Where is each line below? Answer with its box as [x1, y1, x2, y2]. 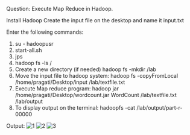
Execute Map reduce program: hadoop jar [14, 85, 119, 92]
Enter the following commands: [6, 28, 84, 36]
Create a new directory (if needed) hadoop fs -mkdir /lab [14, 66, 157, 73]
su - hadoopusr [14, 40, 54, 47]
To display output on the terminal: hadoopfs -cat [14, 104, 136, 111]
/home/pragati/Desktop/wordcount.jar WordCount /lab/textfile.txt [14, 92, 177, 98]
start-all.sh [14, 46, 42, 54]
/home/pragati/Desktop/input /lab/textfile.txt [14, 78, 125, 86]
